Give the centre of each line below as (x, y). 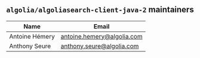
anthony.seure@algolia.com (100, 46)
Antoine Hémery (32, 36)
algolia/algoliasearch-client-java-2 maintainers (100, 10)
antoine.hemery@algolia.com (101, 36)
